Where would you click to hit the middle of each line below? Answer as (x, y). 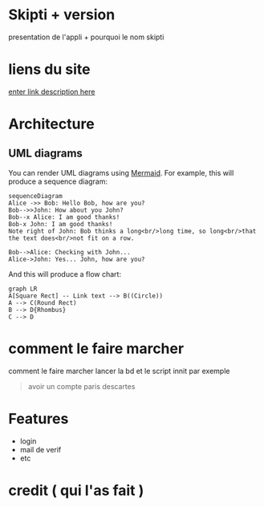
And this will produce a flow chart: (65, 274)
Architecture (51, 124)
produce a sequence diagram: (58, 181)
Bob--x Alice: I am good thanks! (64, 217)
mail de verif (41, 449)
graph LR (23, 289)
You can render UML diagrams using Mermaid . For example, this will (121, 172)
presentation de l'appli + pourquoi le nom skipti (86, 37)
